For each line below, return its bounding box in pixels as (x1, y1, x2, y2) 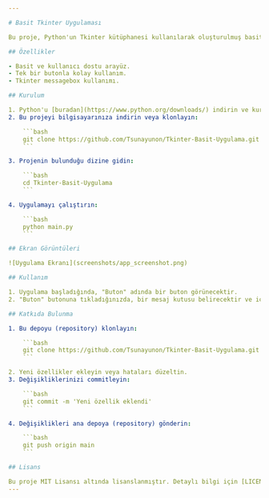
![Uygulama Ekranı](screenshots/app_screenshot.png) (8, 259, 188, 267)
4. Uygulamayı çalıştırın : (8, 201, 98, 209)
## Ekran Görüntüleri (8, 245, 81, 253)
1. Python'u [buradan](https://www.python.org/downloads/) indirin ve (8, 106, 249, 114)
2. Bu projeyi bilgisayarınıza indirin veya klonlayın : (8, 113, 199, 121)
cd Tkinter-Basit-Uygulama (22, 179, 113, 187)
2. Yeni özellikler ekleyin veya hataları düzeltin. (8, 368, 188, 376)
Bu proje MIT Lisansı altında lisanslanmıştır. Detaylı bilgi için (8, 477, 239, 485)
